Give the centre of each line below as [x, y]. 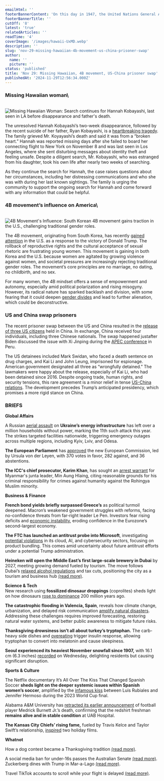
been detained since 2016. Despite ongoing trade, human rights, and [74, 377]
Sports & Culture [22, 670]
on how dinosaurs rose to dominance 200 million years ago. [65, 596]
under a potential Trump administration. [45, 551]
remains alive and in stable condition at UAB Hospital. [60, 715]
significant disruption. [27, 661]
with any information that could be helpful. [48, 193]
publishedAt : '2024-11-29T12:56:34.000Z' [48, 78]
